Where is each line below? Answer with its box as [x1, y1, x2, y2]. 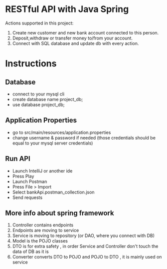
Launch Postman [12, 178, 47, 184]
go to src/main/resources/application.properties [12, 129, 111, 135]
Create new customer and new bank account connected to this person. [12, 29, 159, 35]
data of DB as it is [12, 248, 49, 254]
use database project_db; [12, 101, 65, 107]
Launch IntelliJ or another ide [12, 167, 73, 173]
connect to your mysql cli [12, 91, 65, 97]
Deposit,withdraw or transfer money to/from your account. [12, 35, 133, 41]
